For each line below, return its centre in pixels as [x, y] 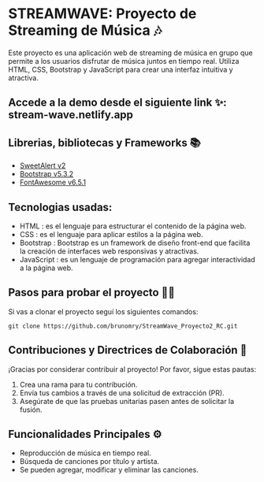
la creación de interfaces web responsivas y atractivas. [109, 251]
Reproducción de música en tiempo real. [85, 453]
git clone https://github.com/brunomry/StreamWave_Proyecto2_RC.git [123, 326]
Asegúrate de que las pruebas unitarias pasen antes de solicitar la [127, 401]
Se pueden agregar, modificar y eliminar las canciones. [109, 470]
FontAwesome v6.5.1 [53, 183]
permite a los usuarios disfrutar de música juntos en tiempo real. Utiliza [124, 61]
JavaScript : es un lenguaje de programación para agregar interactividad [138, 259]
